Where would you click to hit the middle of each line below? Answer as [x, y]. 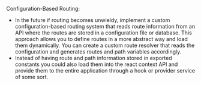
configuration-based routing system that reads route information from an [105, 26]
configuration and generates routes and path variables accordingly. [98, 52]
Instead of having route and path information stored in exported [93, 58]
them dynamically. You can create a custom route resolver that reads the [105, 45]
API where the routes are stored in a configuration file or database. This [103, 33]
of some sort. [31, 77]
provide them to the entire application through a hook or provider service [105, 70]
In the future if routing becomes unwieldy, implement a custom [92, 20]
